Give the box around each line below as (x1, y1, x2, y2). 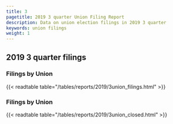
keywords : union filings (6, 25, 67, 31)
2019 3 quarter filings (6, 52, 87, 62)
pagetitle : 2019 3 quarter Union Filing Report (6, 14, 125, 20)
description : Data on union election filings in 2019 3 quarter (6, 19, 167, 25)
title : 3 (6, 8, 28, 15)
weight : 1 (6, 31, 30, 36)
